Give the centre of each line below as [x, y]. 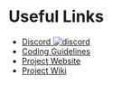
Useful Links [56, 17]
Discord [36, 42]
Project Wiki [44, 71]
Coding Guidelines [56, 51]
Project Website [51, 61]
